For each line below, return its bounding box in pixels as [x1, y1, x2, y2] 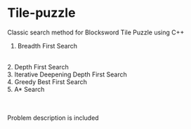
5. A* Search [7, 85, 45, 93]
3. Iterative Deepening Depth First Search [7, 70, 128, 79]
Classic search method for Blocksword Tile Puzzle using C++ [7, 28, 185, 36]
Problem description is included [7, 114, 100, 122]
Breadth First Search [17, 41, 78, 50]
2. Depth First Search [7, 62, 69, 71]
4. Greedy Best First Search [7, 77, 88, 86]
